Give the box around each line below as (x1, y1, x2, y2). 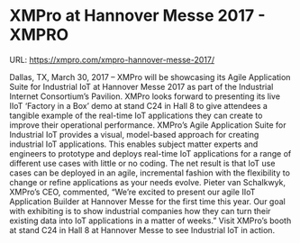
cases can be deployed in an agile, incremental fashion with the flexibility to (9, 167, 291, 178)
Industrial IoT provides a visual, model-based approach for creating (9, 129, 259, 139)
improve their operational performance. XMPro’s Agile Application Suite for (9, 119, 286, 130)
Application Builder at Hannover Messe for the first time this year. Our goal (9, 195, 286, 207)
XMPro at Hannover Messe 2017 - (9, 5, 266, 26)
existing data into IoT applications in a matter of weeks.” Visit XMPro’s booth (9, 215, 292, 226)
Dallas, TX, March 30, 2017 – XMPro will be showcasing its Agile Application (9, 71, 291, 82)
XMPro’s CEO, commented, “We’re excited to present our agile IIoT (9, 186, 256, 197)
